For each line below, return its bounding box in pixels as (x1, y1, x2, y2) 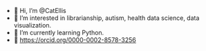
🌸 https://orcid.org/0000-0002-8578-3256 (13, 36, 136, 44)
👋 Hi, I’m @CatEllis (13, 7, 67, 14)
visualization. (13, 21, 52, 29)
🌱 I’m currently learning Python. (13, 28, 104, 37)
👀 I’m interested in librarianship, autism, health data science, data (13, 14, 200, 22)
